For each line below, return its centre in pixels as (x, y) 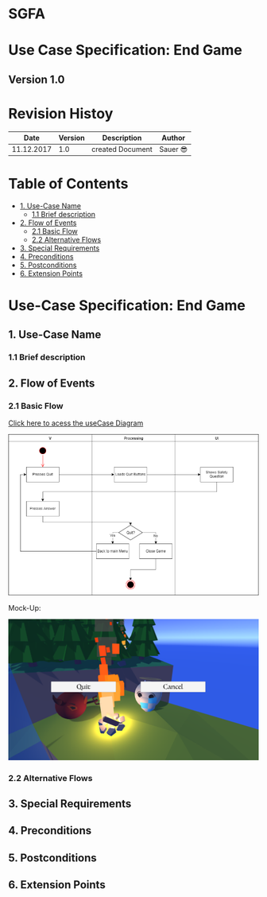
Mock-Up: (25, 608)
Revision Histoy (61, 113)
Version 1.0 (37, 79)
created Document (122, 149)
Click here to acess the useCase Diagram (76, 423)
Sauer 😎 (173, 149)
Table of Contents (68, 184)
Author (174, 138)
